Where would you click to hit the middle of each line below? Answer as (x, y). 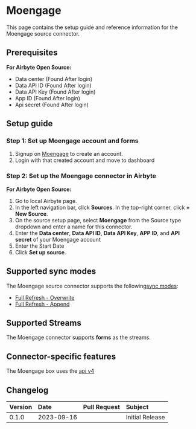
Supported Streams (44, 323)
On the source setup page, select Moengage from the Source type (98, 220)
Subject (137, 407)
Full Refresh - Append (42, 304)
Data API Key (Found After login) (55, 92)
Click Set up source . (40, 252)
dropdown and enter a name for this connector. (74, 227)
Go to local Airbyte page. (46, 201)
